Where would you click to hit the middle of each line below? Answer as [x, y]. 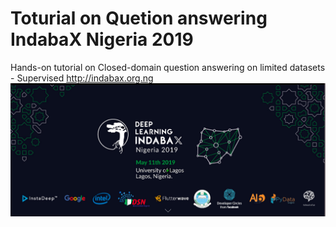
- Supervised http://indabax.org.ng [82, 78]
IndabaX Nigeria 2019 [102, 39]
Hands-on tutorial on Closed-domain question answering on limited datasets [168, 67]
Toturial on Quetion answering [139, 18]
